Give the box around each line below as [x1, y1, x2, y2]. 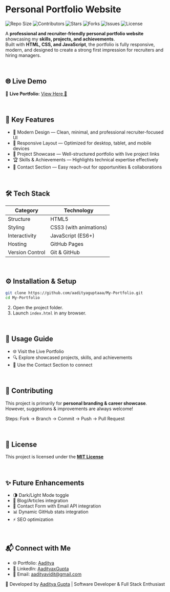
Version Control [8, 249, 46, 256]
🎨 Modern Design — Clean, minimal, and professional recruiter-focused [12, 129, 164, 135]
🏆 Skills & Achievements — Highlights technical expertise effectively [12, 156, 159, 162]
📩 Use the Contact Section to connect [12, 362, 93, 368]
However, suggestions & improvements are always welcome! [5, 406, 133, 412]
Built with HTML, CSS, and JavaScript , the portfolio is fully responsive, [5, 41, 155, 47]
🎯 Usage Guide [5, 334, 54, 344]
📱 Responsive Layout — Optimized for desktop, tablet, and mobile [12, 140, 152, 146]
